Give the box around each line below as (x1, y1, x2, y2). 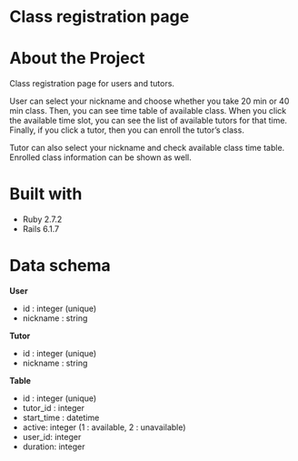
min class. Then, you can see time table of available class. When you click (9, 105, 287, 116)
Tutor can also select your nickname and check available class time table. (9, 143, 285, 154)
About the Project (9, 48, 145, 69)
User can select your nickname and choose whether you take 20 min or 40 (9, 95, 290, 106)
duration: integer (22, 441, 85, 452)
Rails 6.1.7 (22, 224, 60, 235)
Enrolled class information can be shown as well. (9, 152, 193, 163)
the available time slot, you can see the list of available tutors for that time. (9, 115, 288, 126)
